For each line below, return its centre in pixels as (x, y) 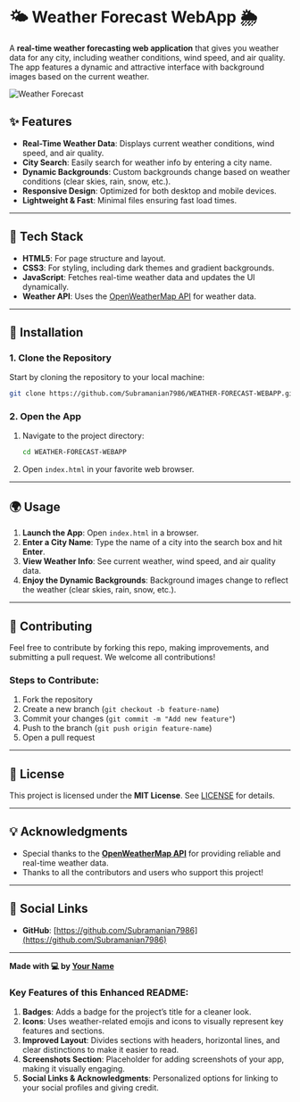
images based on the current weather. (79, 76)
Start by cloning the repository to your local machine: (107, 377)
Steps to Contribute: (54, 680)
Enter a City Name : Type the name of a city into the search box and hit (152, 543)
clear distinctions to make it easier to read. (100, 1049)
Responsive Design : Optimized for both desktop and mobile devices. (149, 191)
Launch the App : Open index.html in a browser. (110, 533)
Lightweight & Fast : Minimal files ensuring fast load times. (129, 200)
